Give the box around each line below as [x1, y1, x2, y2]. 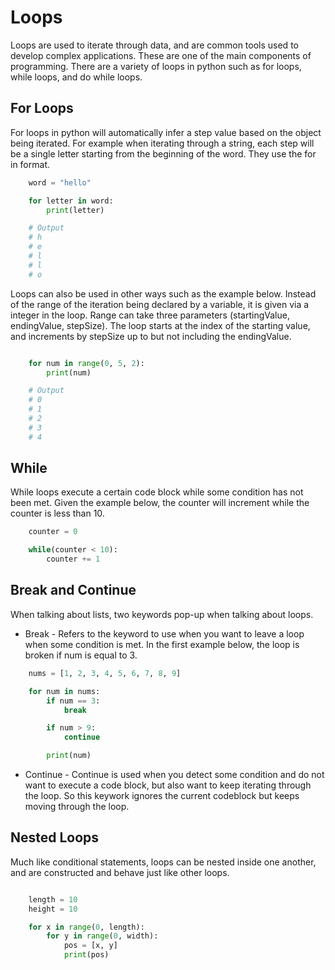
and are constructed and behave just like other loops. [10, 866, 230, 878]
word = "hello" [28, 177, 92, 188]
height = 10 [28, 904, 78, 914]
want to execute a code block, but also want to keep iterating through [24, 779, 312, 791]
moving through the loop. [24, 801, 130, 812]
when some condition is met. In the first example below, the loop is [24, 638, 300, 650]
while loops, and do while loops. [10, 71, 143, 83]
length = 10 [28, 894, 78, 905]
